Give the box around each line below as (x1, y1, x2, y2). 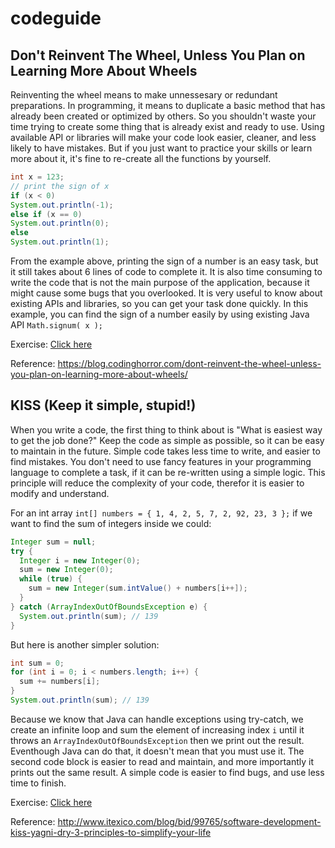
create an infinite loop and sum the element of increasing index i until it (10, 723, 305, 736)
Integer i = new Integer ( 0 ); (19, 555, 141, 566)
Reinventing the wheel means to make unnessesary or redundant (10, 89, 278, 101)
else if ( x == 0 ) (10, 209, 83, 219)
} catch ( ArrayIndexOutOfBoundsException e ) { (10, 602, 208, 612)
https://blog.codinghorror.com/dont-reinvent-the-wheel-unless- (57, 358, 322, 369)
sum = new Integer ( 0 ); (19, 565, 114, 575)
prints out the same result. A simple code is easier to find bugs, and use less (10, 766, 325, 778)
